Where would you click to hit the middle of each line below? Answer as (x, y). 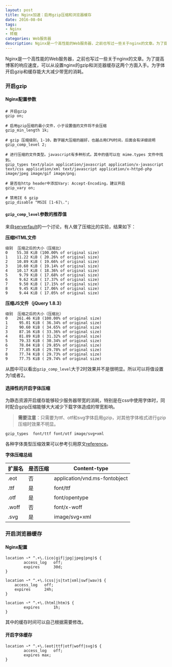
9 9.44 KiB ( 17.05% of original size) (52, 293)
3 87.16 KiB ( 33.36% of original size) (53, 332)
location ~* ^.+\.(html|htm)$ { (40, 603)
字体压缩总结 (19, 455)
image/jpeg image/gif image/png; (41, 173)
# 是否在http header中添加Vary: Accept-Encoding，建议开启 (65, 183)
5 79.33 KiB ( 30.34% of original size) (53, 341)
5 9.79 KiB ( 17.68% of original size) (52, 275)
